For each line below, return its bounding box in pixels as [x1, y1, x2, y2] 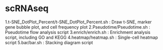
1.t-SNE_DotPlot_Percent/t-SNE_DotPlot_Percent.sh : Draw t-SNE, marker [5, 19, 152, 25]
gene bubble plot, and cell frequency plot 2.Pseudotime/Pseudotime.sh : [5, 24, 150, 30]
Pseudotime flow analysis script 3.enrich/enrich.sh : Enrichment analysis [5, 29, 151, 35]
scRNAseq [5, 3, 49, 14]
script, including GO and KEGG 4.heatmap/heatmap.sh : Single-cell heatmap [5, 34, 158, 40]
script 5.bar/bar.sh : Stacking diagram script [5, 39, 93, 45]
